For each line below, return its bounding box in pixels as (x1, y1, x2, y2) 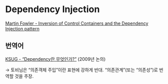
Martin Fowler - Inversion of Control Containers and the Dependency (5, 20, 148, 26)
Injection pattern (5, 25, 39, 31)
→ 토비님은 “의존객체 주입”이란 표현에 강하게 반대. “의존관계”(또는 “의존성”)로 (5, 67, 158, 73)
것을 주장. (14, 73, 34, 79)
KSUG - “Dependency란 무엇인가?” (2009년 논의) (5, 56, 106, 62)
